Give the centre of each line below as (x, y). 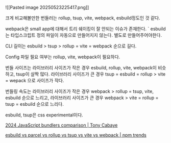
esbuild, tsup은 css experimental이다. (44, 115)
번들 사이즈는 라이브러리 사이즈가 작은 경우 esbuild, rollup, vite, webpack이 (81, 68)
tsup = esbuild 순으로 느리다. (34, 104)
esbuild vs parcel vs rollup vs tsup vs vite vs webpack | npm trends (76, 135)
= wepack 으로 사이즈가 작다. (35, 80)
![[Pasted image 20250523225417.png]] (47, 7)
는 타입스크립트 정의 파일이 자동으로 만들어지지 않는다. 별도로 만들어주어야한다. (84, 35)
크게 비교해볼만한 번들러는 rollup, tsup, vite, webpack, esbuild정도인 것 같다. (83, 18)
